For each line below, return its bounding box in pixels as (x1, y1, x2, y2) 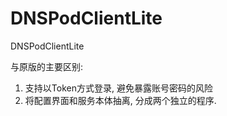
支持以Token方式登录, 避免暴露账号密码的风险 (24, 82, 213, 94)
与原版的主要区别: (10, 60, 84, 72)
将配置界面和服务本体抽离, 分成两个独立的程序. (24, 94, 217, 106)
